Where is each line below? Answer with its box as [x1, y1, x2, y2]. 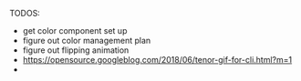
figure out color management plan [22, 35, 151, 46]
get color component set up [22, 25, 128, 35]
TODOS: [9, 8, 41, 18]
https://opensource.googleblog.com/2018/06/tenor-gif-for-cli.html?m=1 [22, 55, 293, 65]
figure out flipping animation [22, 45, 130, 56]
